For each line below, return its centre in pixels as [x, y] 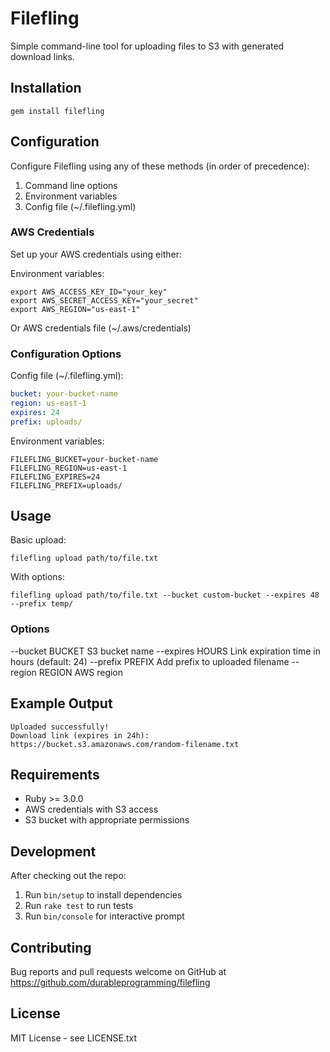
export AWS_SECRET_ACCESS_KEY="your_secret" [104, 300]
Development [53, 851]
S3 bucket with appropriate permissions [107, 820]
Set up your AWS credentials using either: [96, 254]
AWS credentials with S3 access [91, 809]
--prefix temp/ [42, 604]
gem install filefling [57, 111]
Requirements [55, 774]
